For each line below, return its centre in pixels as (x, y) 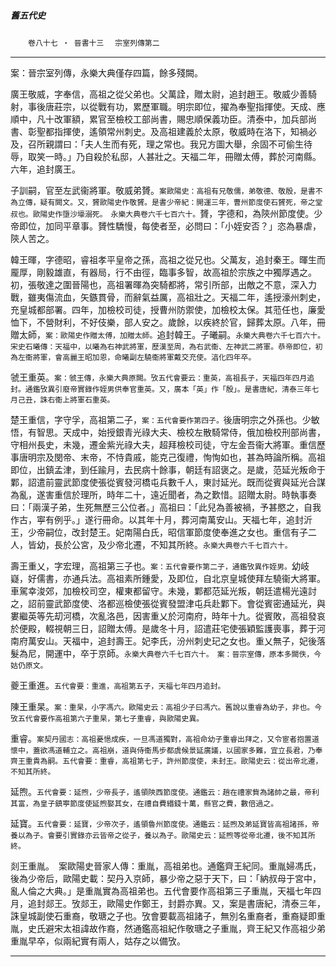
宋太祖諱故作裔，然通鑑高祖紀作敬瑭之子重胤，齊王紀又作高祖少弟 (189, 928)
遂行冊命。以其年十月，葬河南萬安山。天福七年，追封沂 (198, 519)
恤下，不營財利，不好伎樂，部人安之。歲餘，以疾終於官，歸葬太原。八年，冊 (168, 322)
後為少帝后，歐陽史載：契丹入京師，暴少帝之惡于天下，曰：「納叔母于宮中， (166, 878)
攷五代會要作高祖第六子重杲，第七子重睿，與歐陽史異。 (107, 718)
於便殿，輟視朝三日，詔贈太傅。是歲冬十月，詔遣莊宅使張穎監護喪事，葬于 (163, 628)
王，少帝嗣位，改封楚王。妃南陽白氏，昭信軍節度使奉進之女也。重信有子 (159, 532)
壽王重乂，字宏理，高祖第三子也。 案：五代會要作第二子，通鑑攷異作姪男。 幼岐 (160, 566)
